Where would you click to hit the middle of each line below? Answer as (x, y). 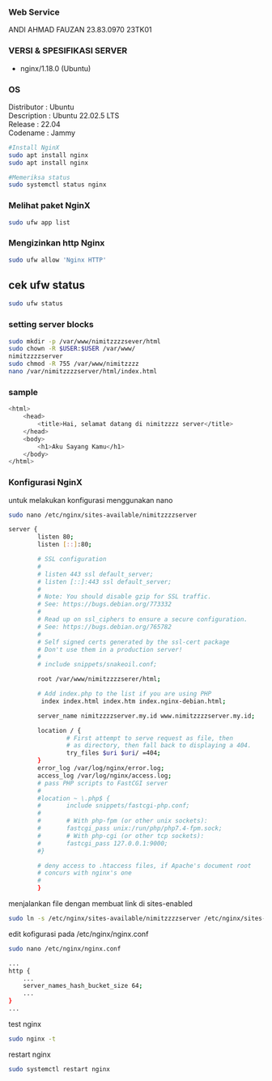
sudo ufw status (36, 304)
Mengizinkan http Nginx (57, 243)
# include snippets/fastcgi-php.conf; (114, 806)
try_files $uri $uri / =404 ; (113, 753)
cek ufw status (47, 285)
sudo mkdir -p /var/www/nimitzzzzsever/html (85, 341)
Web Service (34, 12)
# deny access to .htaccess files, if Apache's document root (144, 866)
